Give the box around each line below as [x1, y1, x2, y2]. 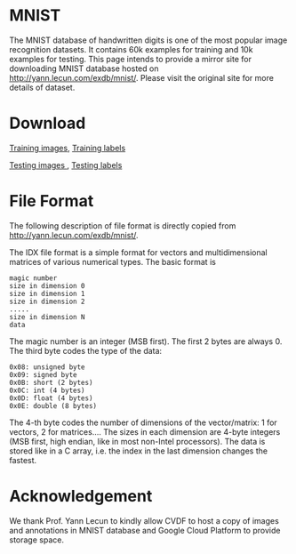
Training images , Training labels [9, 142, 126, 153]
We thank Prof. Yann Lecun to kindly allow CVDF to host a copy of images [9, 515, 280, 526]
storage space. [9, 534, 65, 545]
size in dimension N [9, 312, 86, 321]
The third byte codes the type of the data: [9, 345, 163, 356]
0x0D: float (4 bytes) [9, 393, 93, 403]
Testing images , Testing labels [9, 159, 123, 170]
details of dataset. [9, 82, 76, 92]
